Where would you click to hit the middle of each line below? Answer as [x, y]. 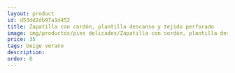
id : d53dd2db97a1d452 [39, 20]
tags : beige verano [36, 46]
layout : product [31, 14]
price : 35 [22, 40]
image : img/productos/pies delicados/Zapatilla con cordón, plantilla [112, 33]
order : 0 [20, 59]
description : [26, 53]
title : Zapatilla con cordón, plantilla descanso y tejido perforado [111, 26]
